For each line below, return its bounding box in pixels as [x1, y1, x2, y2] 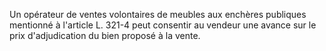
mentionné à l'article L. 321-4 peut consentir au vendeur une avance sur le [9, 19, 317, 31]
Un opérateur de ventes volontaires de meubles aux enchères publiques [9, 9, 307, 20]
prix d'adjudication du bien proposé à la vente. [9, 30, 201, 41]
